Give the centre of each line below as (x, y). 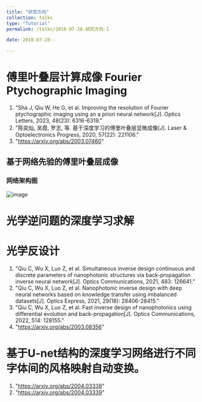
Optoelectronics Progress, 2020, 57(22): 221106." (77, 135)
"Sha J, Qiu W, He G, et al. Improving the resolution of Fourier (92, 108)
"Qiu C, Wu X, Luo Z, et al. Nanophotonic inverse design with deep (99, 288)
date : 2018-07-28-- (31, 40)
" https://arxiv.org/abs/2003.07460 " (60, 142)
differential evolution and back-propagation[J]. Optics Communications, (105, 314)
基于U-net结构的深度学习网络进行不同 (101, 354)
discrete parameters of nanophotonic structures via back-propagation (103, 275)
